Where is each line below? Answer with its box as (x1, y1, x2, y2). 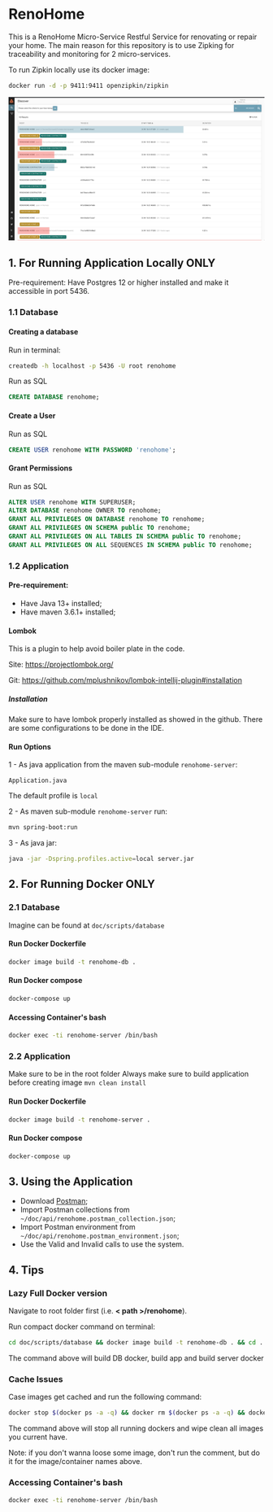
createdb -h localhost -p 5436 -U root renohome (8, 361, 176, 370)
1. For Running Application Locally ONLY (8, 256, 216, 269)
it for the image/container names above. (8, 1457, 142, 1466)
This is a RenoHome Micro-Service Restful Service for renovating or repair (8, 32, 258, 42)
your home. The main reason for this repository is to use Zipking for (8, 40, 235, 50)
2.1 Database (8, 902, 60, 913)
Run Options (8, 741, 51, 751)
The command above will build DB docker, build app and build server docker (8, 1352, 264, 1363)
